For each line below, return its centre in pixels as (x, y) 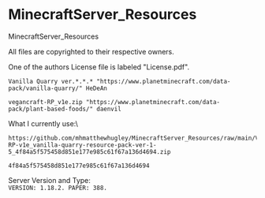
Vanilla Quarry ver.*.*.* (50, 81)
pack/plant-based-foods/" (50, 109)
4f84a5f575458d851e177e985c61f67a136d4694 (79, 166)
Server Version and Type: (49, 180)
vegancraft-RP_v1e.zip (45, 102)
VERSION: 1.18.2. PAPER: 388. (58, 188)
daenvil (109, 109)
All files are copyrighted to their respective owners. (91, 51)
